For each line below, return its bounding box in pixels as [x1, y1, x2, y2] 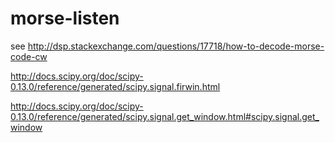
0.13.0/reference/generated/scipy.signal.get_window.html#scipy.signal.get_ [10, 110, 320, 122]
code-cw [10, 50, 48, 62]
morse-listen [10, 7, 120, 30]
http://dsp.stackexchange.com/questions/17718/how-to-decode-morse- [27, 40, 325, 52]
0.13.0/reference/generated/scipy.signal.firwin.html [10, 80, 221, 92]
